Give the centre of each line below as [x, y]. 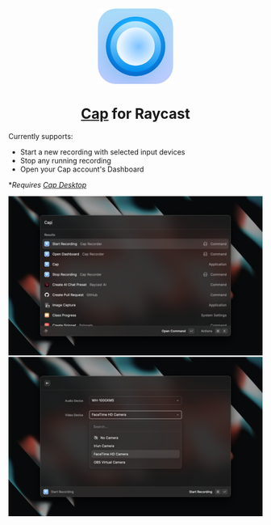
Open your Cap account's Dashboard [82, 169]
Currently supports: [41, 136]
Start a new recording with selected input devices [102, 152]
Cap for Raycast [135, 114]
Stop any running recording [65, 160]
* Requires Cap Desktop [48, 184]
